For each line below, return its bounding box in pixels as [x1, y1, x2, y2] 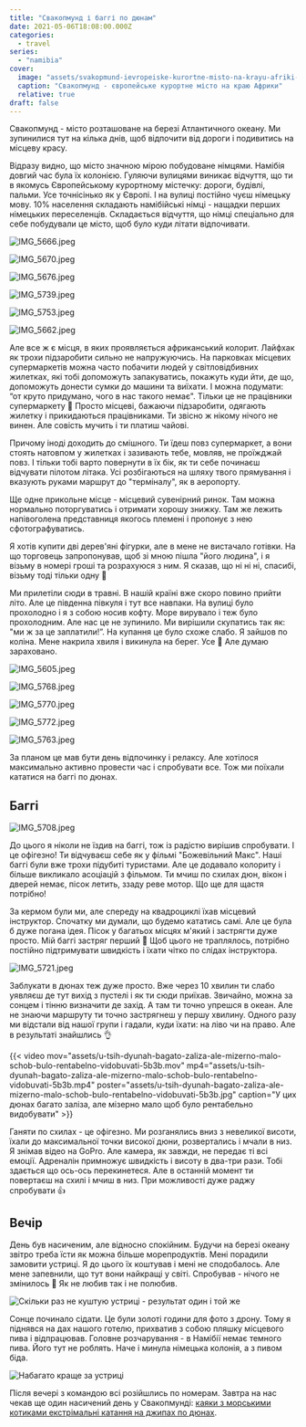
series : [9, 47, 39, 57]
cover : [9, 65, 35, 74]
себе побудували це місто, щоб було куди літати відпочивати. [9, 218, 250, 229]
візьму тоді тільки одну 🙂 [9, 570, 107, 581]
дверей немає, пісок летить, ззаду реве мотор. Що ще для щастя [9, 878, 264, 890]
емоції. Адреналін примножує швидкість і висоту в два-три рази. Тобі [9, 1156, 283, 1167]
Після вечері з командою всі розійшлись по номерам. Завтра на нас [9, 1388, 278, 1398]
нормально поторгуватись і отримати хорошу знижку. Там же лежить [9, 504, 283, 515]
